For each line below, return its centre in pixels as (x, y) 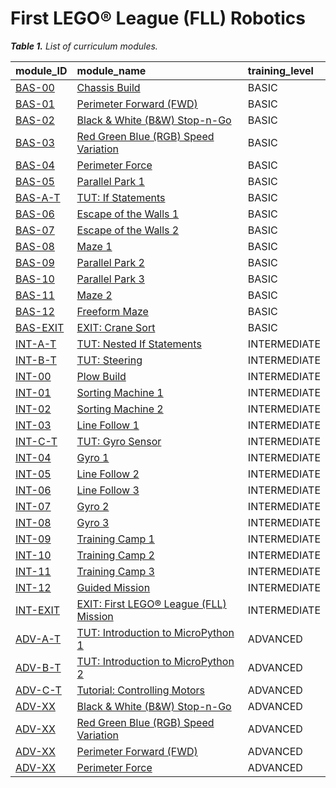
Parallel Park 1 (110, 181)
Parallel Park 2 (110, 262)
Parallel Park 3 (110, 279)
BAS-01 (35, 104)
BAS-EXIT (40, 327)
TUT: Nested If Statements (139, 344)
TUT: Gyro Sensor (119, 441)
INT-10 (33, 555)
